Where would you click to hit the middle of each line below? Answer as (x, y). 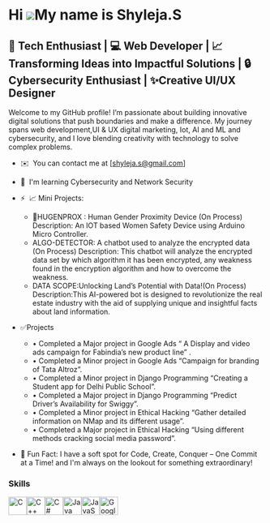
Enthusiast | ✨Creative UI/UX (161, 80)
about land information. (71, 311)
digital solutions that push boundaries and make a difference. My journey (131, 121)
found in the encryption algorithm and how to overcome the (132, 268)
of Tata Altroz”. (57, 369)
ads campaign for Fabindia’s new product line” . (112, 352)
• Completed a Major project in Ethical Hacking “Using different (138, 430)
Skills (19, 483)
